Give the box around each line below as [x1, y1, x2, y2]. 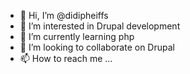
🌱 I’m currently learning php [19, 31, 135, 42]
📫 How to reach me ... [19, 53, 113, 64]
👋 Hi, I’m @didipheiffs [19, 10, 109, 21]
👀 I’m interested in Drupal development [19, 20, 181, 32]
